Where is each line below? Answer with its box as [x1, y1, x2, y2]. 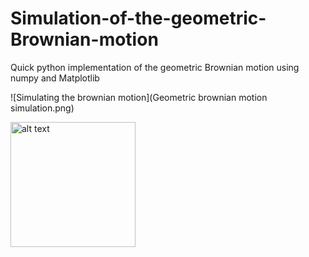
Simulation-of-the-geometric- [10, 7, 267, 30]
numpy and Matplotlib [10, 72, 100, 84]
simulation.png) [10, 102, 75, 114]
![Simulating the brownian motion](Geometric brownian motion [10, 91, 268, 103]
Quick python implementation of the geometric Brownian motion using [10, 61, 300, 73]
